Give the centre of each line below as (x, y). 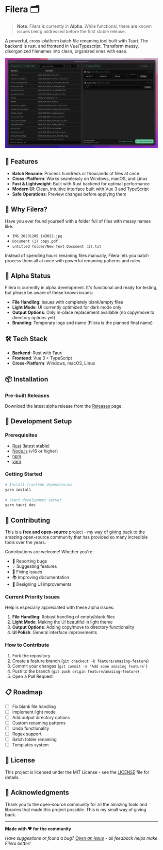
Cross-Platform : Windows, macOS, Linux (54, 363)
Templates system (30, 744)
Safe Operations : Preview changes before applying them (69, 194)
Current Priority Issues (33, 597)
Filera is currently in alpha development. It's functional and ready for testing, (81, 288)
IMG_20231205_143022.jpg (37, 236)
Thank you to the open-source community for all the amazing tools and (76, 804)
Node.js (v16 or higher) (35, 451)
